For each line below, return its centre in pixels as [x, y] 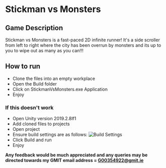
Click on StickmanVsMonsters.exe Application [60, 89]
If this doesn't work [29, 108]
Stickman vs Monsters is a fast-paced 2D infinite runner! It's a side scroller [82, 40]
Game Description [34, 28]
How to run [23, 66]
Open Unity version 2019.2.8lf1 [44, 119]
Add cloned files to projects [41, 124]
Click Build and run [32, 140]
